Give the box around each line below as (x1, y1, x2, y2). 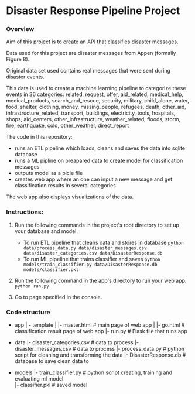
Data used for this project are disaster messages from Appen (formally (6, 50, 176, 57)
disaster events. (6, 73, 45, 80)
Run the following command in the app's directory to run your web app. (14, 277, 187, 284)
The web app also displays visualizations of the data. (6, 193, 134, 200)
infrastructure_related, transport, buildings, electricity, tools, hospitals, (6, 109, 176, 117)
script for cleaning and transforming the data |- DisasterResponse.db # (14, 351, 186, 358)
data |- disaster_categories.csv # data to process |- (14, 339, 139, 346)
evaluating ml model (14, 375, 64, 382)
